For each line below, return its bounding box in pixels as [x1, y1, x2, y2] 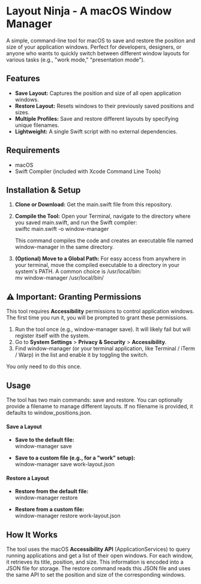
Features [6, 73, 40, 84]
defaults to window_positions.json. [6, 409, 92, 416]
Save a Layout [6, 423, 42, 430]
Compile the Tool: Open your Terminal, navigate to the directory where [14, 212, 191, 220]
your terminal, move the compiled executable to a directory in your [14, 262, 180, 269]
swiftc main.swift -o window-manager [14, 226, 109, 233]
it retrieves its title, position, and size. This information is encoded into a [6, 558, 184, 566]
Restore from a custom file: [14, 506, 85, 513]
